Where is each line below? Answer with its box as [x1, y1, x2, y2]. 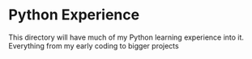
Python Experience [8, 6, 140, 24]
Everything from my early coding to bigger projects [8, 40, 180, 50]
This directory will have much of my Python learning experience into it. [8, 32, 245, 42]
